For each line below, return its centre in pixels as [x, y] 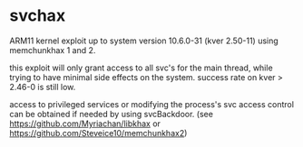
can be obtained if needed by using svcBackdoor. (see [111, 114]
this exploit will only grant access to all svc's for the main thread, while [142, 68]
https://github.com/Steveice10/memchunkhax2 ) [98, 133]
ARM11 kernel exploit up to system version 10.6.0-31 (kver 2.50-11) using [144, 41]
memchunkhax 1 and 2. [53, 50]
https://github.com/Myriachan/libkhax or [85, 124]
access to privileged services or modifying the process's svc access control [152, 104]
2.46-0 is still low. [43, 87]
